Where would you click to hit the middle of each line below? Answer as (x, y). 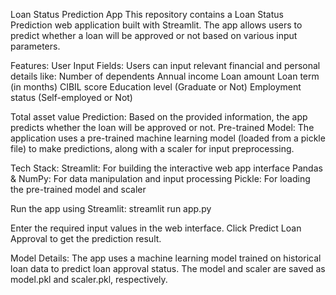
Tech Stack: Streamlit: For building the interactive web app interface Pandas (166, 168)
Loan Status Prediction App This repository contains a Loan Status (147, 14)
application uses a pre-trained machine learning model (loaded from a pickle (168, 138)
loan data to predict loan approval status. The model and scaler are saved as (168, 268)
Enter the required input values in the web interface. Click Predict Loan (156, 228)
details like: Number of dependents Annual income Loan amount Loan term (165, 76)
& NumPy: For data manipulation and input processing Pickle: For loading (160, 178)
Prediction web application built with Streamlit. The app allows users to (156, 25)
